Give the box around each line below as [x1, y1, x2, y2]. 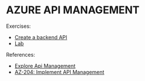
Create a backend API [14, 34, 67, 41]
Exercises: [6, 23, 31, 30]
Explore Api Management [14, 62, 76, 69]
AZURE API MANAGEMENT [6, 3, 140, 17]
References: [6, 51, 35, 58]
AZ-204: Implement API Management [14, 68, 105, 75]
